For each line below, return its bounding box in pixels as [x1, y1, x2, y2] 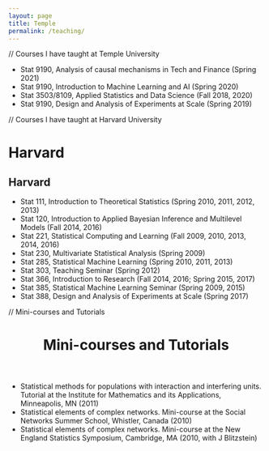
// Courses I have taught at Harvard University [8, 115, 162, 125]
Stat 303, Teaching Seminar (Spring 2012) [19, 266, 160, 275]
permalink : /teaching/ [8, 27, 85, 35]
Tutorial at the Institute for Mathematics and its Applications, [19, 389, 221, 399]
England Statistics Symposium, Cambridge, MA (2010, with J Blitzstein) [19, 432, 258, 442]
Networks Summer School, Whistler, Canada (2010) [19, 415, 193, 425]
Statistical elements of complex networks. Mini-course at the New [19, 424, 241, 434]
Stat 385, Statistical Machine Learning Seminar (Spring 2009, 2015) [19, 283, 246, 292]
